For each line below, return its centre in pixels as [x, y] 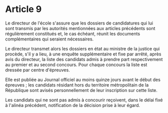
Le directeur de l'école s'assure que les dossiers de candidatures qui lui [79, 23]
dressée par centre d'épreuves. [37, 70]
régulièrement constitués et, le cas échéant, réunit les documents [73, 33]
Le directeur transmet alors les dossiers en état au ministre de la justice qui [82, 48]
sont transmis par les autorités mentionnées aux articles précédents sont [80, 28]
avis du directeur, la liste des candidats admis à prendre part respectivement [84, 59]
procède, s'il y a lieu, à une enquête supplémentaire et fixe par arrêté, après [83, 54]
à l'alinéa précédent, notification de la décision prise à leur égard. [72, 105]
